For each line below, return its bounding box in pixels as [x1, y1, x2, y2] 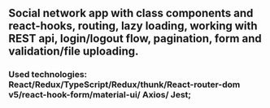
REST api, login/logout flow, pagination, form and [8, 32, 262, 45]
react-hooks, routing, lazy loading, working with [8, 19, 258, 33]
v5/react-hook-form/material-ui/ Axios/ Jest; [8, 89, 191, 101]
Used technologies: [8, 69, 88, 80]
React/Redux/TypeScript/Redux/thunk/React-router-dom [8, 79, 241, 90]
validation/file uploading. [8, 45, 139, 58]
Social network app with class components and [8, 6, 254, 20]
